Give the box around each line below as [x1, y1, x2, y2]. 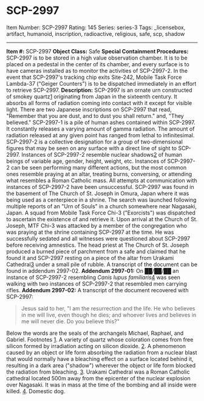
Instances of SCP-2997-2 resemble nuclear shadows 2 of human [21, 151, 182, 158]
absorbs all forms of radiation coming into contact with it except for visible [6, 99, 192, 106]
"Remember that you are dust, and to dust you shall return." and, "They [6, 112, 184, 119]
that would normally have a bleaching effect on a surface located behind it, [6, 355, 194, 362]
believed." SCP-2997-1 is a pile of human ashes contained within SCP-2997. [6, 118, 195, 126]
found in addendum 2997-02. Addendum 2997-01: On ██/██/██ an [6, 267, 179, 274]
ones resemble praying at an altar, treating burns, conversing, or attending [6, 170, 192, 177]
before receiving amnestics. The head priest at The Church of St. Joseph [6, 241, 189, 248]
